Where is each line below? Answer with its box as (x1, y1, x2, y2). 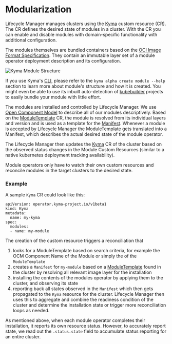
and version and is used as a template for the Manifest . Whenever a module (5, 120, 165, 126)
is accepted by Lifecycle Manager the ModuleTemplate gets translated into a (5, 126, 167, 132)
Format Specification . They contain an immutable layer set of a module (5, 52, 155, 58)
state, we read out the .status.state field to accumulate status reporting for (5, 328, 167, 334)
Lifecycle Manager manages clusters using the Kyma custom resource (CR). (5, 21, 166, 27)
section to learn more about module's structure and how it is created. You (5, 83, 161, 89)
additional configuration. (5, 37, 58, 43)
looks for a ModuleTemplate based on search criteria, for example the (12, 248, 160, 254)
